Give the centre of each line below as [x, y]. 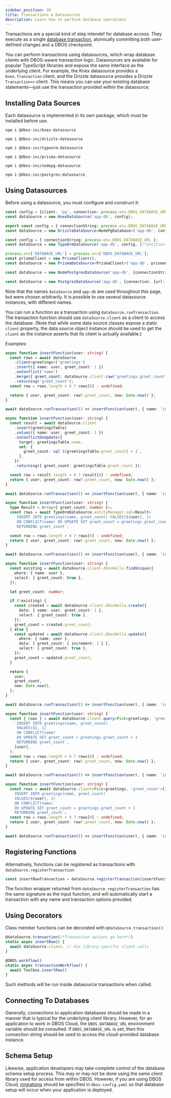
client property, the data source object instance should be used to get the [83, 328]
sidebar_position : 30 [28, 10]
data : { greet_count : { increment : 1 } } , [64, 644]
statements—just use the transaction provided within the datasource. [78, 87]
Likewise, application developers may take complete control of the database [85, 1068]
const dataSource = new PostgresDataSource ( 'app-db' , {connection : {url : [85, 282]
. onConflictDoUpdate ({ [38, 437]
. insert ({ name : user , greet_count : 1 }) [59, 367]
